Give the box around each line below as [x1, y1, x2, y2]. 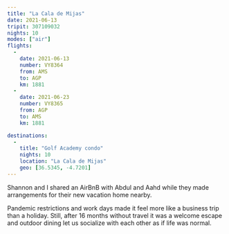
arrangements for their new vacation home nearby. [7, 190, 152, 199]
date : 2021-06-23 [19, 94, 70, 101]
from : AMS [19, 68, 48, 75]
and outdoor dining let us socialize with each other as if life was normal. [7, 219, 212, 227]
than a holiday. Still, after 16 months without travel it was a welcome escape [7, 211, 223, 219]
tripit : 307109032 [7, 23, 60, 30]
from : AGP [19, 107, 48, 114]
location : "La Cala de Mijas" [19, 158, 107, 165]
